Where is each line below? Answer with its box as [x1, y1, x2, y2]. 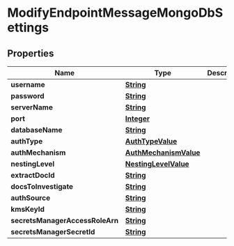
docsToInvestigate [10, 182, 74, 191]
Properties [7, 47, 54, 59]
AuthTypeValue [125, 137, 178, 146]
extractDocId [10, 171, 55, 180]
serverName [10, 102, 54, 112]
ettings [7, 20, 49, 36]
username [10, 80, 45, 89]
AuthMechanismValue [125, 148, 201, 157]
